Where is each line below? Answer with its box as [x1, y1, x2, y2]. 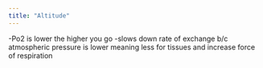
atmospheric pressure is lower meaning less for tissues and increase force [8, 42, 256, 52]
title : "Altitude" [8, 11, 70, 20]
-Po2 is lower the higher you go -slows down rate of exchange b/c [8, 34, 228, 43]
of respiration [8, 50, 53, 60]
